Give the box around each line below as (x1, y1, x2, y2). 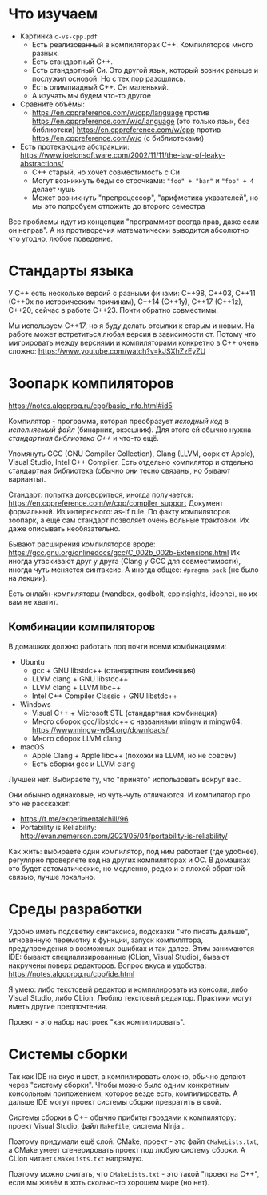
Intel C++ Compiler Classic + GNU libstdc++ (31, 691, 178, 701)
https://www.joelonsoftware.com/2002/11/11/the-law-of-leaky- (19, 150, 226, 160)
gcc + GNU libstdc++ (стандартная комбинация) (31, 665, 196, 675)
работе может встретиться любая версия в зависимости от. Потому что (8, 329, 257, 338)
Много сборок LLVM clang (31, 733, 122, 743)
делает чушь (31, 184, 76, 194)
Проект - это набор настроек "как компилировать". (8, 1017, 185, 1026)
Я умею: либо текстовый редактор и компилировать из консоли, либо (8, 985, 248, 994)
